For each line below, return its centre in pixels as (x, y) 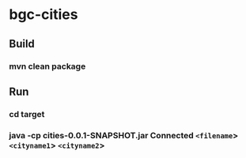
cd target (27, 114)
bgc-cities (44, 15)
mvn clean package (47, 66)
